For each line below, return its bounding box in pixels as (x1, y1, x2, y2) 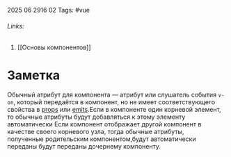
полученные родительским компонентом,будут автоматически (7, 135, 196, 143)
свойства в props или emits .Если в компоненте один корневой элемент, (7, 106, 221, 114)
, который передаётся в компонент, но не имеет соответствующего (13, 98, 216, 106)
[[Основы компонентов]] (17, 43, 92, 51)
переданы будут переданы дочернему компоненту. (7, 142, 161, 151)
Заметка (7, 67, 61, 83)
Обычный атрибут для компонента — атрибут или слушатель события (7, 90, 217, 99)
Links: (7, 22, 24, 30)
